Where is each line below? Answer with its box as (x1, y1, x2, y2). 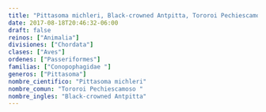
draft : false (8, 26, 51, 34)
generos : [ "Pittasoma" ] (8, 70, 87, 78)
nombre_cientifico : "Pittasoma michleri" (8, 77, 147, 85)
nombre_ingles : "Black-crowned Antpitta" (8, 92, 147, 100)
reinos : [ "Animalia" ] (8, 33, 80, 42)
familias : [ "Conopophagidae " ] (8, 63, 112, 71)
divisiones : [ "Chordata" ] (8, 41, 93, 49)
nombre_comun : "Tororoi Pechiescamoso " (8, 84, 144, 93)
